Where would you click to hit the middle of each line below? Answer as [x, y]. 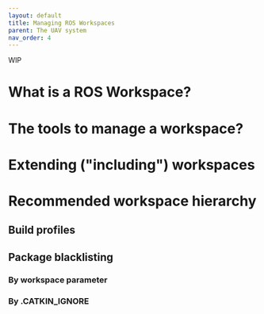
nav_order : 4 [30, 38]
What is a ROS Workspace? [100, 92]
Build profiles [42, 230]
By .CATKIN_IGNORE [49, 301]
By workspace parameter [58, 280]
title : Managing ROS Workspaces [61, 23]
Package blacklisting [61, 257]
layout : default [35, 15]
